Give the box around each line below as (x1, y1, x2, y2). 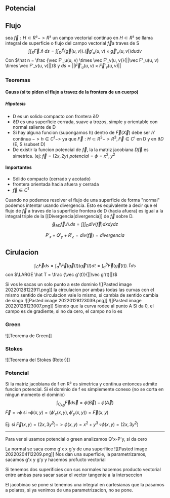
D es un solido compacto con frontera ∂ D (12, 114, 99, 120)
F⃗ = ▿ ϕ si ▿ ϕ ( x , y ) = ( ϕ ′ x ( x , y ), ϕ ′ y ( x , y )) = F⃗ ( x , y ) (5, 409, 109, 417)
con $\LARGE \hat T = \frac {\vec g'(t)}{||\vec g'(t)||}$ (5, 271, 117, 278)
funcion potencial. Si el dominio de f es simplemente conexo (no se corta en (5, 386, 164, 393)
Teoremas (5, 76, 31, 83)
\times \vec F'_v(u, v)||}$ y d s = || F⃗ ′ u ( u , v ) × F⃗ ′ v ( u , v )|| (5, 63, 121, 70)
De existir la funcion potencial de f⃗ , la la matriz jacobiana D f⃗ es (12, 147, 149, 153)
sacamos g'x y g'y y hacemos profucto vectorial (5, 456, 106, 463)
